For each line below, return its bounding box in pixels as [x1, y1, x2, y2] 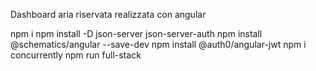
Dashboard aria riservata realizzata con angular [10, 9, 207, 20]
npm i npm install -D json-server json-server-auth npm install [10, 28, 263, 39]
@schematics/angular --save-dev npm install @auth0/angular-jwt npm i [10, 39, 307, 50]
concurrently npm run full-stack [10, 49, 142, 61]
